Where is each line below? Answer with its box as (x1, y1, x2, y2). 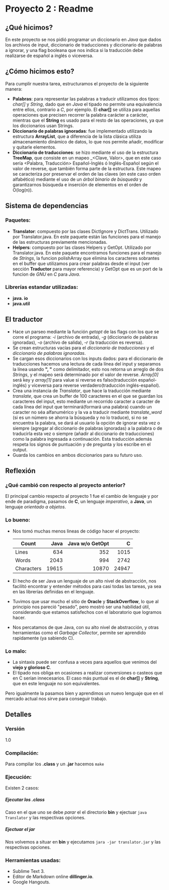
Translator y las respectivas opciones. (5, 815, 86, 821)
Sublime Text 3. (12, 868, 45, 874)
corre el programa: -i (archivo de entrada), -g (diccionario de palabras (12, 334, 158, 340)
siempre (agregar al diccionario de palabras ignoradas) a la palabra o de (12, 425, 162, 431)
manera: (5, 86, 23, 92)
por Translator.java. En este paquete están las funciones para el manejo (12, 233, 161, 240)
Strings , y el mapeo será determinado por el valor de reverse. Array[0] (12, 372, 159, 378)
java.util (12, 300, 30, 306)
